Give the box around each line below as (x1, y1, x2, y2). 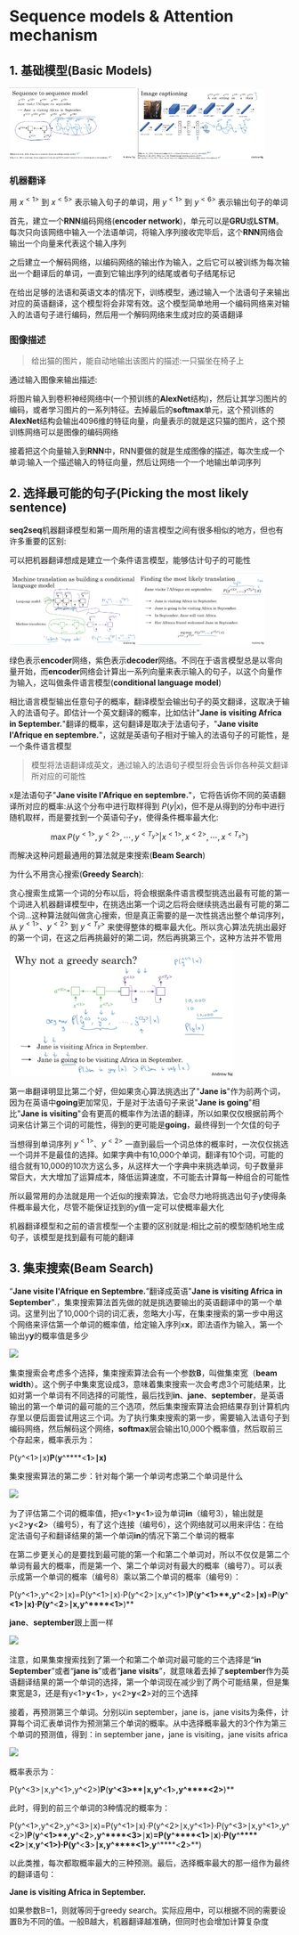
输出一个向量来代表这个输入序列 (9, 238, 126, 249)
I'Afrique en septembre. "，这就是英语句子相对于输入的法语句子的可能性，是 (9, 729, 290, 740)
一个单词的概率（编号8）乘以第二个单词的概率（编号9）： (32, 1572, 242, 1582)
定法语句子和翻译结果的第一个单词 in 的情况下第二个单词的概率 (9, 1531, 235, 1541)
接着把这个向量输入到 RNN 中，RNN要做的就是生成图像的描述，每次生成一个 (9, 445, 285, 456)
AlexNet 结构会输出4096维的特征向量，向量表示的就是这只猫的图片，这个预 (9, 416, 286, 427)
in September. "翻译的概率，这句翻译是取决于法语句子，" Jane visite (9, 718, 259, 729)
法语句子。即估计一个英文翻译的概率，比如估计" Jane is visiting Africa (24, 706, 282, 718)
